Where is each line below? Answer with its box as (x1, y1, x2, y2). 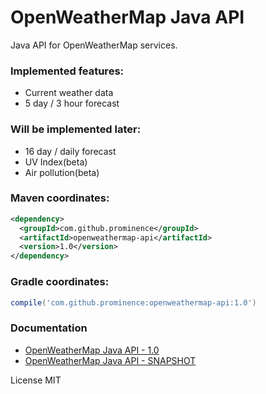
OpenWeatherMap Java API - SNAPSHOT (24, 354, 197, 366)
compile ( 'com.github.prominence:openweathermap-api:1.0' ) (10, 297, 257, 308)
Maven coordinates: (10, 191, 110, 205)
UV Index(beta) (24, 156, 88, 168)
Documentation (10, 321, 88, 335)
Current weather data (24, 87, 114, 99)
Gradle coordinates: (10, 275, 110, 289)
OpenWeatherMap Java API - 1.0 (24, 344, 160, 356)
